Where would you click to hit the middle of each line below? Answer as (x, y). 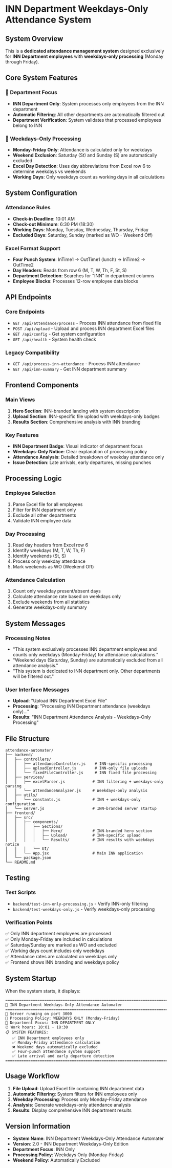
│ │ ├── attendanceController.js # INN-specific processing (79, 764)
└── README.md (20, 863)
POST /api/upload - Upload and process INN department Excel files (83, 328)
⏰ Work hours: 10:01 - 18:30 (37, 1027)
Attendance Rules (28, 208)
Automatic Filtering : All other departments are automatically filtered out (89, 114)
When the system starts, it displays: (43, 991)
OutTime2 (23, 265)
